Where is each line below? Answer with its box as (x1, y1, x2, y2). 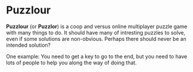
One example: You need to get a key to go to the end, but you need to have (6, 53, 188, 60)
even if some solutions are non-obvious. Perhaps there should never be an (6, 35, 187, 42)
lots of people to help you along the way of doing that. (6, 59, 137, 66)
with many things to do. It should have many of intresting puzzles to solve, (6, 29, 186, 36)
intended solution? (6, 42, 51, 49)
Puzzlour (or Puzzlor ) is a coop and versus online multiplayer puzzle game (6, 23, 188, 30)
